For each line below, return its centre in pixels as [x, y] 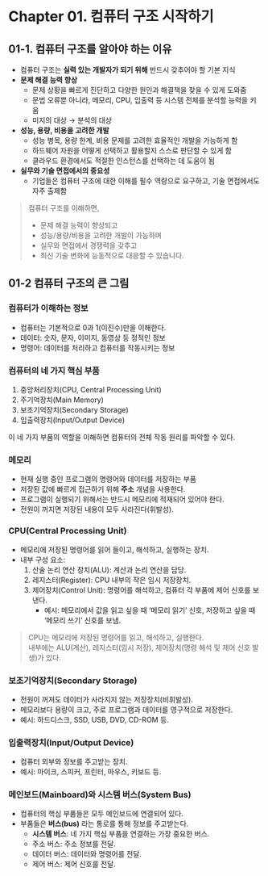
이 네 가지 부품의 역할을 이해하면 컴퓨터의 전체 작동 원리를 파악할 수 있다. [122, 437]
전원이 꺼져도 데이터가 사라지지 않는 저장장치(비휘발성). [106, 699]
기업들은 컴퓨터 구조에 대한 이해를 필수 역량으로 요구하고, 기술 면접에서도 [146, 181]
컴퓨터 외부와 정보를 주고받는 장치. [74, 762]
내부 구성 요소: [43, 560]
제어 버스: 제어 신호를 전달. [74, 864]
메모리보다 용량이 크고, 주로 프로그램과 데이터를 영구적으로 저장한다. [126, 709]
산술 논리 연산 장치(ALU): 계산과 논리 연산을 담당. [109, 569]
